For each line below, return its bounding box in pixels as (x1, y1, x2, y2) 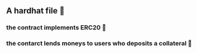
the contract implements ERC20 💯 (6, 24, 106, 32)
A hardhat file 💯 (6, 6, 65, 16)
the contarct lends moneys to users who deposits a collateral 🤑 (6, 39, 192, 48)
